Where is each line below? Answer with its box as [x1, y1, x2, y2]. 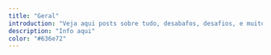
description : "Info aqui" [8, 27, 95, 35]
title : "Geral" [8, 11, 60, 20]
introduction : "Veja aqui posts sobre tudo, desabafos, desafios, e [8, 19, 244, 27]
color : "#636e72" [8, 34, 67, 43]
